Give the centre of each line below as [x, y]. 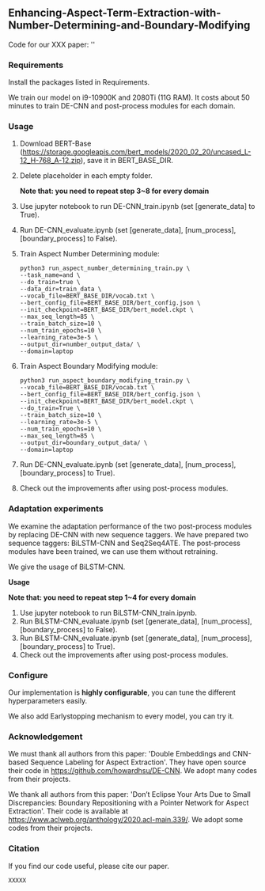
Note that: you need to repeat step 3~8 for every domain [114, 191]
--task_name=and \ [50, 275]
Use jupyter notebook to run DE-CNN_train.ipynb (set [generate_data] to [137, 207]
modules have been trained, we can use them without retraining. [113, 551]
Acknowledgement [45, 737]
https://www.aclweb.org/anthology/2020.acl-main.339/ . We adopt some [126, 820]
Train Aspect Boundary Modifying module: [89, 366]
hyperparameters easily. [48, 701]
